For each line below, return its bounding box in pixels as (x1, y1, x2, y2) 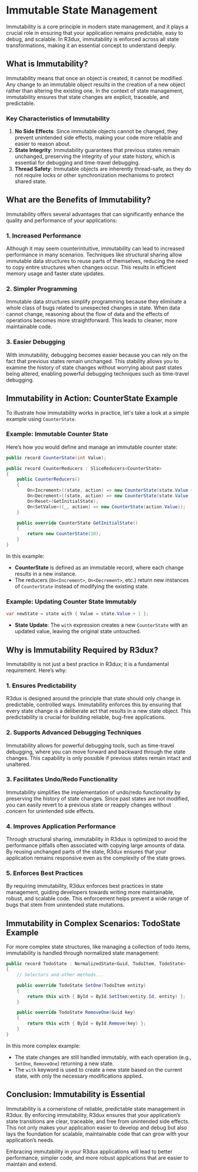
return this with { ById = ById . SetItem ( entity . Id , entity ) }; (27, 993, 186, 999)
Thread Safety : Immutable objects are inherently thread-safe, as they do (14, 166, 192, 173)
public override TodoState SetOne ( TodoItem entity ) (16, 982, 146, 988)
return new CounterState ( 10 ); (27, 531, 101, 537)
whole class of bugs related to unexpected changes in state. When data (6, 304, 181, 311)
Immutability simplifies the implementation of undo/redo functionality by (6, 788, 181, 796)
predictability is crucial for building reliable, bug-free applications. (6, 714, 166, 721)
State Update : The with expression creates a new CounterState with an (14, 621, 188, 628)
